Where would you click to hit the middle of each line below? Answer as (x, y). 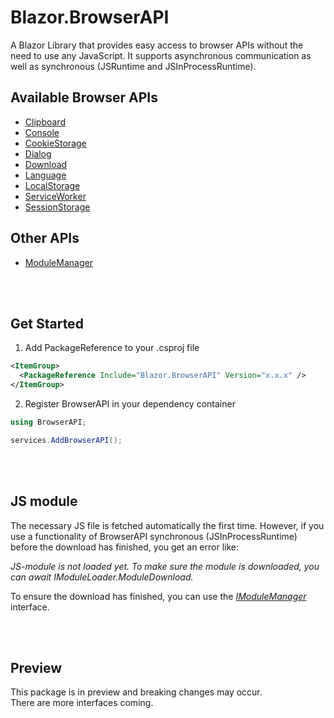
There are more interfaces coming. (82, 703)
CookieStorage (55, 143)
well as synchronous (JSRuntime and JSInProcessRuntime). (133, 66)
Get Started (47, 323)
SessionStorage (57, 207)
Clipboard (45, 122)
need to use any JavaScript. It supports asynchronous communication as (161, 55)
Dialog (38, 153)
